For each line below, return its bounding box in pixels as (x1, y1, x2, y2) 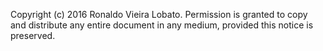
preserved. (10, 30, 56, 41)
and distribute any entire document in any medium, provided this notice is (10, 19, 314, 31)
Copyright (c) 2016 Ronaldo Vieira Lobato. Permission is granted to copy (10, 9, 308, 20)
